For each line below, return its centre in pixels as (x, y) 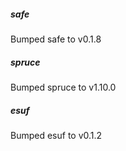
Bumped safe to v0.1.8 (56, 39)
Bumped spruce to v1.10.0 (63, 87)
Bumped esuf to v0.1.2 (56, 135)
